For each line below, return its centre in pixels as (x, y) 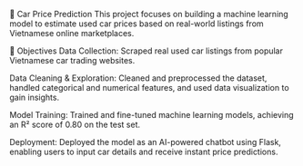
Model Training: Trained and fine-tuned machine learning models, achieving (151, 115)
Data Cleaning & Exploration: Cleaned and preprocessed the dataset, (138, 78)
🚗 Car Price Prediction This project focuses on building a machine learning (149, 14)
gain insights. (35, 97)
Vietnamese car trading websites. (72, 60)
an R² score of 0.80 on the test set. (75, 124)
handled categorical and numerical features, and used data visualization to (149, 88)
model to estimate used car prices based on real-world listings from (136, 24)
